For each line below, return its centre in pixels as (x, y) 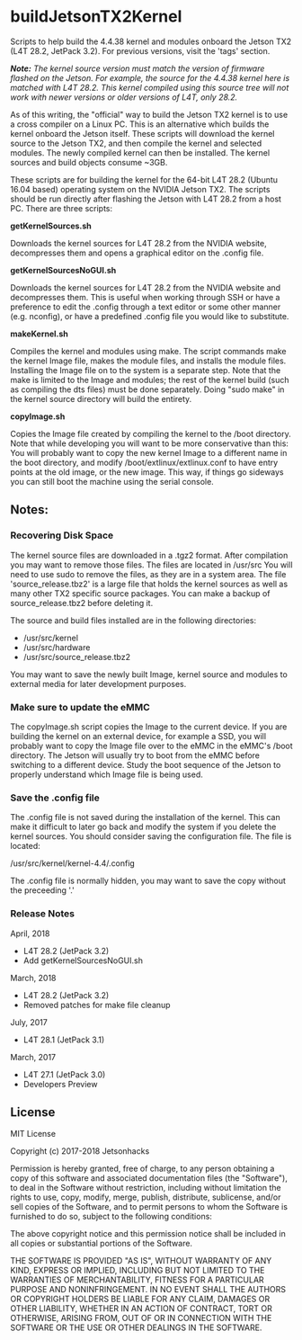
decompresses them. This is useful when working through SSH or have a (145, 297)
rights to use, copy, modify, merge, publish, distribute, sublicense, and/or (146, 1197)
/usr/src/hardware (57, 647)
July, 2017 (29, 1022)
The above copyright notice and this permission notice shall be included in (148, 1234)
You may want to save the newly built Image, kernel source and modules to (149, 674)
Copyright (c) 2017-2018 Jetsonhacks (80, 1151)
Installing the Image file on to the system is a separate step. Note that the (146, 370)
